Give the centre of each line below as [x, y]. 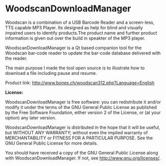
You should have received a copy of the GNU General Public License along [82, 153]
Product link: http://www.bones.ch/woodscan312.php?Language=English [80, 83]
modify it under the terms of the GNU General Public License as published [81, 107]
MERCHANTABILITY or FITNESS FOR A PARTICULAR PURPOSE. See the [79, 138]
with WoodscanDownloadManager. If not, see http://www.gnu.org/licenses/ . [83, 158]
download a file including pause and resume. [51, 73]
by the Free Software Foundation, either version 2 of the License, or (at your [83, 112]
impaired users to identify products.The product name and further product [81, 33]
